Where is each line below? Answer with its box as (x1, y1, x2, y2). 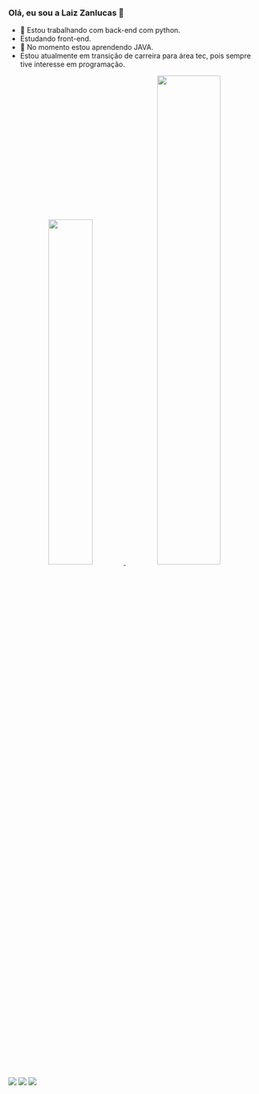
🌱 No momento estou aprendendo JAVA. (19, 43, 154, 52)
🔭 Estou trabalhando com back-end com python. (19, 26, 180, 35)
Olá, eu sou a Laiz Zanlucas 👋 (8, 7, 124, 18)
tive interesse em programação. (19, 59, 126, 69)
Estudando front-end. (19, 34, 91, 43)
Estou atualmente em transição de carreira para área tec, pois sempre (19, 51, 251, 61)
